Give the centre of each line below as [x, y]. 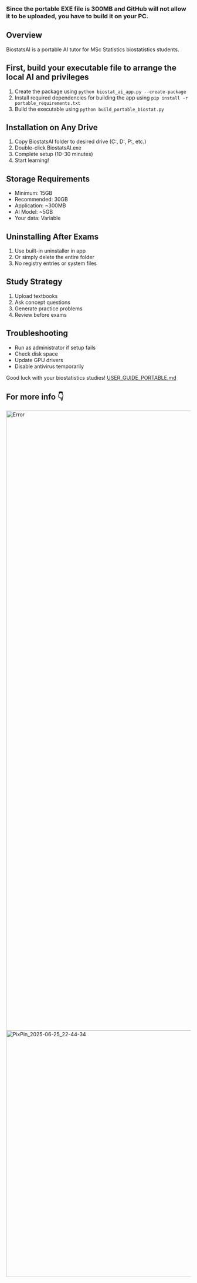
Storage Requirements [48, 179]
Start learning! [32, 160]
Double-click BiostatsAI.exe [48, 148]
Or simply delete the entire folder [55, 257]
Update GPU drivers [39, 360]
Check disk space [36, 354]
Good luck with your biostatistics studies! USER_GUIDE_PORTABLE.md [91, 377]
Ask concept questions [42, 302]
